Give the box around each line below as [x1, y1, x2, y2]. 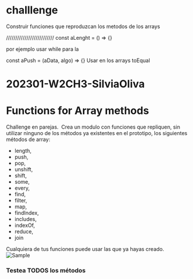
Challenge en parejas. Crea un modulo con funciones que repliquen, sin [6, 123, 180, 130]
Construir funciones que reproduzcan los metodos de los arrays [6, 23, 161, 30]
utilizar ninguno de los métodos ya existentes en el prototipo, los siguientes [6, 130, 188, 137]
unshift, [14, 166, 33, 173]
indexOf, [14, 222, 35, 229]
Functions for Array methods [6, 104, 149, 118]
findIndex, [14, 209, 39, 216]
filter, [14, 197, 27, 204]
